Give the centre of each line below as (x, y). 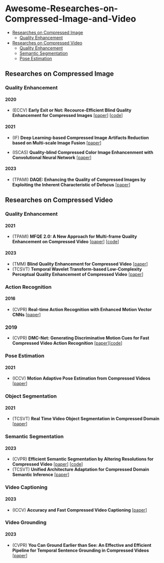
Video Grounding (26, 522)
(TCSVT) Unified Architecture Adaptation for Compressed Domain (81, 470)
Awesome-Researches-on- (62, 9)
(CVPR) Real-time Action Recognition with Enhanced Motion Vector (82, 309)
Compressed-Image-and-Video (70, 19)
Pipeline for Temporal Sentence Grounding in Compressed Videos (81, 550)
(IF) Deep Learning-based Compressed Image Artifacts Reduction (81, 137)
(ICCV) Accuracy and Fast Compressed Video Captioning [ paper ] (80, 510)
